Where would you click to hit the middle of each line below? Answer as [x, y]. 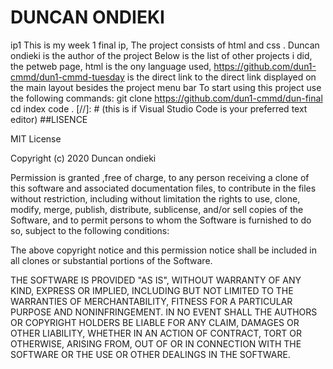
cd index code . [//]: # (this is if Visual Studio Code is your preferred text [159, 108]
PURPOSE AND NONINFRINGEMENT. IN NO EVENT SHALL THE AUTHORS [164, 312]
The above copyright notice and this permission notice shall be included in [163, 250]
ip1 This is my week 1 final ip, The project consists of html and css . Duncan [165, 45]
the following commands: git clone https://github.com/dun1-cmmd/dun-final [166, 98]
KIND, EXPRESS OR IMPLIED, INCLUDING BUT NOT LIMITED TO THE [152, 290]
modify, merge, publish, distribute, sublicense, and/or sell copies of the [157, 209]
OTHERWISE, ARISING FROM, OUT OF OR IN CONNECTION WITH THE [156, 343]
